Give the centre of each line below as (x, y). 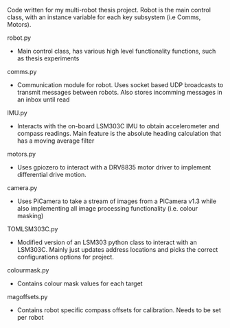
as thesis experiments (48, 58)
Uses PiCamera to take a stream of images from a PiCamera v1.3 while (117, 201)
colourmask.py (28, 270)
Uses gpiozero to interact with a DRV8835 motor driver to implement (114, 167)
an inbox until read (43, 99)
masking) (30, 216)
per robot (30, 317)
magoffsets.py (27, 297)
